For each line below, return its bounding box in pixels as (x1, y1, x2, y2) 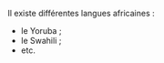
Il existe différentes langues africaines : (7, 8, 155, 18)
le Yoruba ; (20, 26, 62, 36)
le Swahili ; (20, 36, 62, 46)
